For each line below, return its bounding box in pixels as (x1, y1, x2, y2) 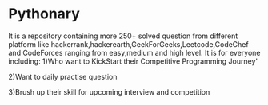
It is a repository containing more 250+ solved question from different (8, 31, 238, 41)
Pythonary (8, 5, 80, 23)
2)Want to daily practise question (8, 72, 118, 81)
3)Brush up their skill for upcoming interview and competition (8, 87, 210, 96)
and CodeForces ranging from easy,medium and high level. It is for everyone (8, 48, 261, 57)
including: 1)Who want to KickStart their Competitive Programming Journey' (8, 56, 258, 66)
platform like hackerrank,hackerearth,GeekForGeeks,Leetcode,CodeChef (8, 39, 250, 49)
